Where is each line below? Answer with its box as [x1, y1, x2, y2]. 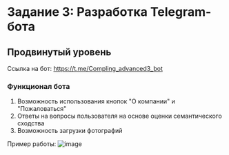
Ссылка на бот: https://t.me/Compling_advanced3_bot [7, 65, 163, 72]
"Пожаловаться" [17, 105, 67, 113]
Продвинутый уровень [7, 46, 112, 58]
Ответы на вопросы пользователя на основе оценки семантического [17, 112, 222, 121]
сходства [17, 119, 45, 127]
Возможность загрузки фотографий [17, 127, 123, 135]
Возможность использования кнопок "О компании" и [17, 97, 176, 105]
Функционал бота [7, 81, 70, 91]
